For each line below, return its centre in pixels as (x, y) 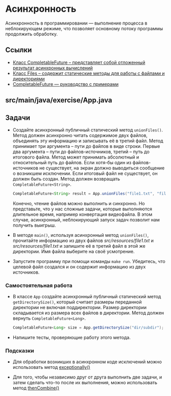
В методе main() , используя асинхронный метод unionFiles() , (81, 235)
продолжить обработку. (31, 34)
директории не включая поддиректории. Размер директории (80, 307)
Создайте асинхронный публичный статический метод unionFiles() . (88, 130)
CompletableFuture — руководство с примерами (66, 84)
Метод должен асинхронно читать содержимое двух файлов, (80, 135)
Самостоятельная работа (39, 285)
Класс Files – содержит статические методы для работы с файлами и (89, 73)
